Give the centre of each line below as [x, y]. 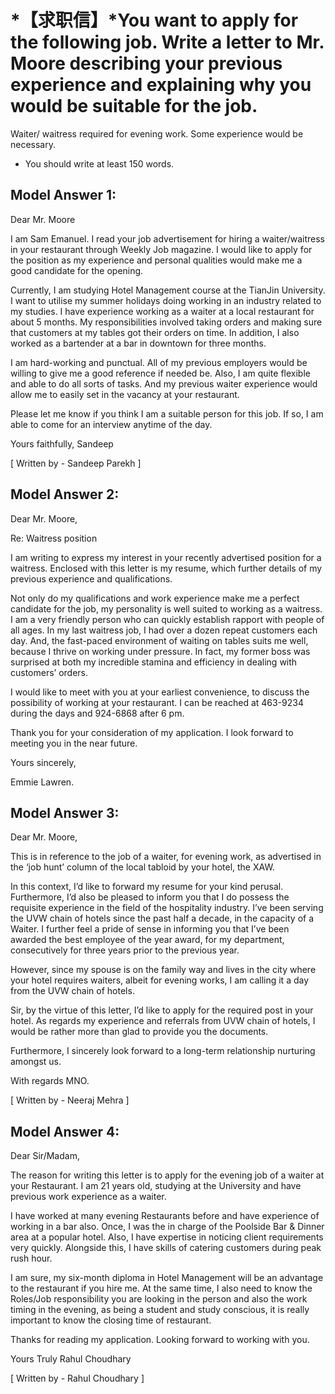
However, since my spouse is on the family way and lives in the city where [163, 970]
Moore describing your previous [146, 63]
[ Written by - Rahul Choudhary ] [77, 1378]
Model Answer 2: [65, 494]
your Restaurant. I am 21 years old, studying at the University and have [156, 1186]
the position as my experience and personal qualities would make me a [156, 260]
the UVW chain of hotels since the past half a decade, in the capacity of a [162, 918]
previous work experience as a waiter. [88, 1197]
